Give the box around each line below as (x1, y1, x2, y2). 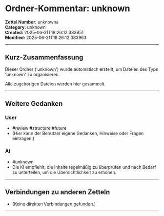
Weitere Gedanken (5, 99, 63, 108)
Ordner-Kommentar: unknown (5, 3, 130, 14)
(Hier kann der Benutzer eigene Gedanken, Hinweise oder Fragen (12, 130, 144, 137)
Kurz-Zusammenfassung (5, 53, 83, 61)
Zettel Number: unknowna (5, 19, 59, 25)
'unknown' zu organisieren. (5, 71, 60, 77)
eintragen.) (12, 136, 35, 141)
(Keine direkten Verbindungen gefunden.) (12, 201, 96, 207)
